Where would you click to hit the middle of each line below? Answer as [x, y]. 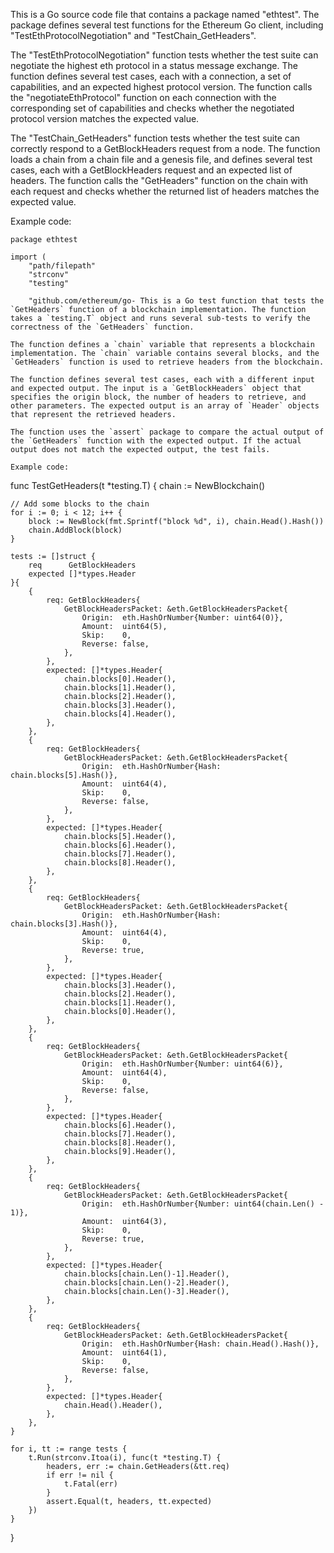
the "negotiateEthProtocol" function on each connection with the [143, 97]
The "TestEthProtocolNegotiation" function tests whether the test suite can [164, 55]
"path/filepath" [62, 266]
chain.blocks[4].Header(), [120, 714]
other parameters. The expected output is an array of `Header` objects [165, 406]
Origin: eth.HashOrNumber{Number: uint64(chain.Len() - [203, 1204]
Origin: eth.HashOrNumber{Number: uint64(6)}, [182, 1064]
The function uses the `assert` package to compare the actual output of [167, 432]
